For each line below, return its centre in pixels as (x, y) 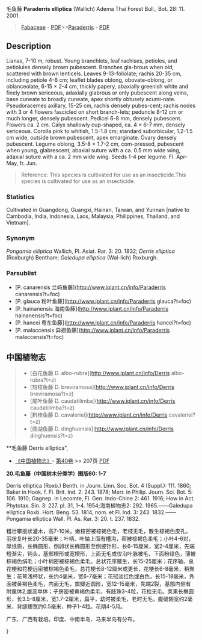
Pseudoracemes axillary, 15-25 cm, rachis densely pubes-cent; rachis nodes (101, 105)
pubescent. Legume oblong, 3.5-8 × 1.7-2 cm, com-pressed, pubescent (95, 144)
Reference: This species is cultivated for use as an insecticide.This (103, 175)
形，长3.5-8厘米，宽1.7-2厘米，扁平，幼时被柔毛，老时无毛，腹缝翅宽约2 (97, 598)
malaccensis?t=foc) (39, 337)
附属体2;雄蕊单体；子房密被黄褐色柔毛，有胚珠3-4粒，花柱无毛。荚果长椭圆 (100, 591)
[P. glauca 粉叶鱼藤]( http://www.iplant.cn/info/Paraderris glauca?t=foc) (103, 301)
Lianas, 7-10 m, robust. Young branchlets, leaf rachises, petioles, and (92, 61)
